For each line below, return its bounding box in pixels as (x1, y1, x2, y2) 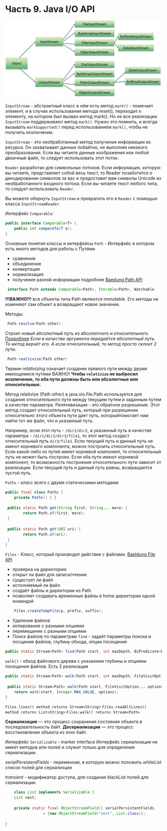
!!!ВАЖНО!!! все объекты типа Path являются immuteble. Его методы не (5, 296, 159, 302)
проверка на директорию (12, 566, 67, 572)
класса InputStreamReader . (5, 201, 61, 207)
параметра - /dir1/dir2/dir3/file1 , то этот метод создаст (5, 432, 130, 438)
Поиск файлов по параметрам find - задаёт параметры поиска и (12, 633, 152, 640)
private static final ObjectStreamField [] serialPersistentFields (14, 806, 155, 811)
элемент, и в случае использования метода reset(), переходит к (5, 108, 142, 114)
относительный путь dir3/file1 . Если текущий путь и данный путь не (5, 438, 153, 444)
